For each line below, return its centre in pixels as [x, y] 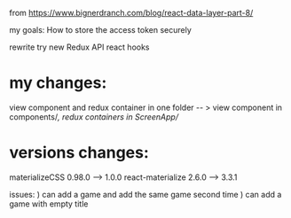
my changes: [58, 83]
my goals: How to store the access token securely [101, 30]
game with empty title [49, 204]
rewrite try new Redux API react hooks [79, 47]
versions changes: [79, 153]
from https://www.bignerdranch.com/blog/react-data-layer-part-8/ [131, 13]
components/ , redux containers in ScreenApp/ [94, 117]
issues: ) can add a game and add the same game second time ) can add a [145, 194]
